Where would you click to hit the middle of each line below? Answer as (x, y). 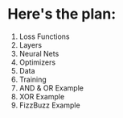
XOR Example (42, 96)
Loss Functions (44, 36)
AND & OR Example (51, 88)
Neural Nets (39, 53)
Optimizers (37, 62)
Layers (30, 44)
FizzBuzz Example (50, 105)
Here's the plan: (62, 14)
